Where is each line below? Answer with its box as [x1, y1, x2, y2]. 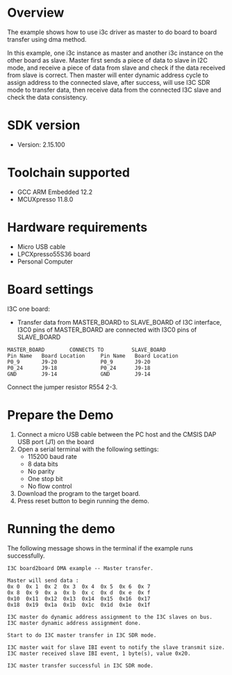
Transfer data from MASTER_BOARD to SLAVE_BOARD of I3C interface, [17, 318, 222, 326]
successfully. [7, 551, 45, 560]
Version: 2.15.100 [17, 140, 65, 149]
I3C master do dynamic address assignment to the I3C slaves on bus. [7, 613, 213, 620]
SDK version [7, 117, 81, 133]
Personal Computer [17, 257, 73, 266]
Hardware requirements [7, 220, 148, 235]
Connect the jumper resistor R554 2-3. [7, 382, 118, 391]
